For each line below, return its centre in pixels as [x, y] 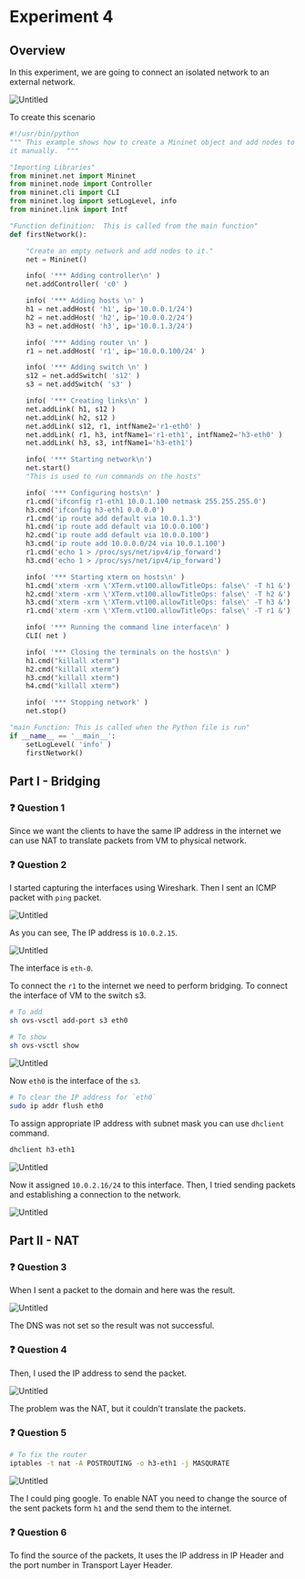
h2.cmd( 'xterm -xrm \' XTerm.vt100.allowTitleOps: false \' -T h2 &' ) [158, 594]
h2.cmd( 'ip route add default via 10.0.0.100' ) [117, 535]
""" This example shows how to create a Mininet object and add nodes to [152, 142]
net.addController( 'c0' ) [77, 284]
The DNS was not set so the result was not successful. [112, 1326]
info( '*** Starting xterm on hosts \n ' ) [105, 577]
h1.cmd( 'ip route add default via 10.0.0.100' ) [117, 527]
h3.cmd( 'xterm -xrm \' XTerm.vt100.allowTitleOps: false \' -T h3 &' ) [158, 603]
